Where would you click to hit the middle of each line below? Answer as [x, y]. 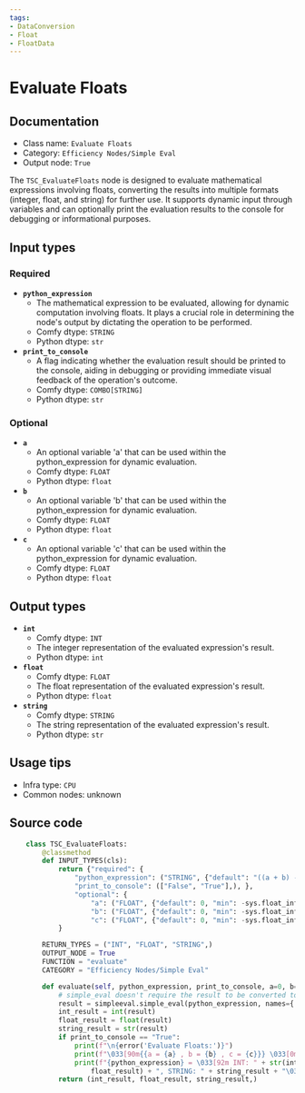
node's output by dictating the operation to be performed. [144, 322]
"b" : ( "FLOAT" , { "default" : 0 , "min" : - [168, 911]
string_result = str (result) [113, 1029]
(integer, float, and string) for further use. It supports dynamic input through [151, 200]
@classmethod [67, 852]
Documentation [54, 121]
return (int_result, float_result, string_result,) [157, 1079]
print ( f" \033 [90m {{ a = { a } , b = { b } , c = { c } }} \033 [180, 1054]
